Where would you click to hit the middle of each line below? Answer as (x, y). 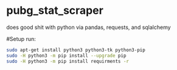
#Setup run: (21, 39)
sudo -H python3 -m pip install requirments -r (68, 61)
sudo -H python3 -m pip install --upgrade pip (66, 56)
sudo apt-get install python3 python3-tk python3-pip (76, 50)
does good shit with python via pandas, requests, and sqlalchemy (89, 27)
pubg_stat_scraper (55, 11)
